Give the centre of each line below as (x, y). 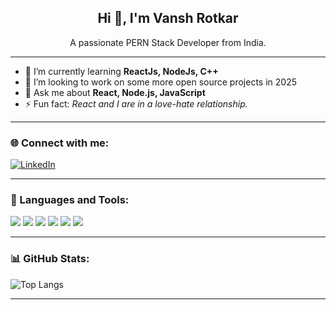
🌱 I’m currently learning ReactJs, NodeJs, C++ (121, 71)
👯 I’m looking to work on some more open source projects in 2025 (160, 82)
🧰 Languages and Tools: (70, 200)
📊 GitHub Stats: (50, 259)
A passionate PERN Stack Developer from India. (168, 42)
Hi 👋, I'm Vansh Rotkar (168, 18)
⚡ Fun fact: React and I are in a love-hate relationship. (136, 103)
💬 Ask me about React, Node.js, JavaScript (115, 92)
